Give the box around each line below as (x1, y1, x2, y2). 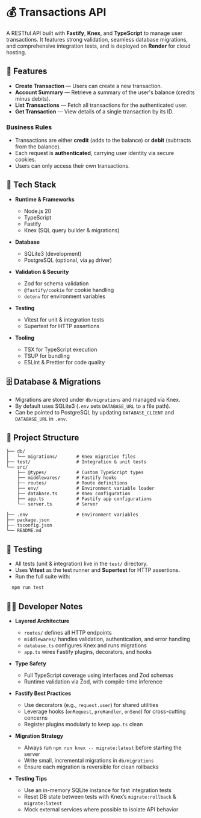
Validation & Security (14, 268, 69, 275)
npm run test (11, 585, 45, 591)
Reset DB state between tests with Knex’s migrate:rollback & (23, 793, 176, 800)
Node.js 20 (23, 207, 52, 215)
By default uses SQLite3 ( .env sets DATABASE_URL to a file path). (14, 402, 171, 410)
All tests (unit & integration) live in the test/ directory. (14, 560, 148, 568)
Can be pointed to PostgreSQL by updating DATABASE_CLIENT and (14, 408, 175, 416)
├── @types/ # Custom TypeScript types (17, 469, 144, 476)
